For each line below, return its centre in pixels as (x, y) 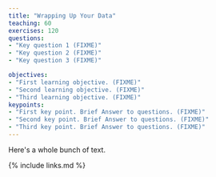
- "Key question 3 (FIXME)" (55, 61)
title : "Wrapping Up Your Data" (62, 16)
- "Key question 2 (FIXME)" (55, 53)
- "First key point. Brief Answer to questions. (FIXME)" (107, 112)
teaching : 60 (30, 23)
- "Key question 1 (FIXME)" (55, 46)
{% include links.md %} (47, 165)
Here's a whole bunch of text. (57, 150)
